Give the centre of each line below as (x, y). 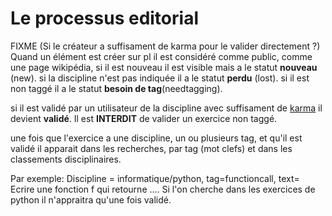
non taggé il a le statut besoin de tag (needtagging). (116, 88)
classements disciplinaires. (66, 159)
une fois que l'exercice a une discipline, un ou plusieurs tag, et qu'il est (156, 138)
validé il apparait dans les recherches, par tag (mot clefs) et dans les (151, 148)
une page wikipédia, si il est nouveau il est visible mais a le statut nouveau (164, 67)
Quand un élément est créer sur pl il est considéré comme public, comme (161, 56)
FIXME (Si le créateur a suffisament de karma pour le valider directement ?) (165, 46)
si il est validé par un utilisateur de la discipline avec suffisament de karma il (166, 108)
